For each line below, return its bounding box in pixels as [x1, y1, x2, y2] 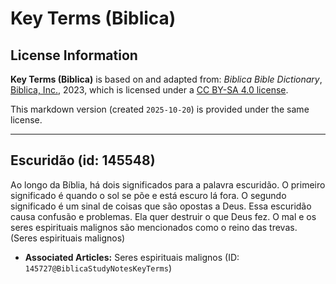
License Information [10, 47, 138, 64]
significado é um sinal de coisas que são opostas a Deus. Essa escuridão [10, 200, 312, 212]
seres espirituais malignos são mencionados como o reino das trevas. [10, 221, 298, 233]
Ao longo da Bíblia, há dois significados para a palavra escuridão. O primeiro [10, 178, 326, 191]
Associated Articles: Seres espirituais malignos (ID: [24, 251, 240, 263]
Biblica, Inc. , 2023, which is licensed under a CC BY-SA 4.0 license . [10, 84, 289, 96]
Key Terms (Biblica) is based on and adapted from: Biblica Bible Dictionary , [10, 73, 323, 85]
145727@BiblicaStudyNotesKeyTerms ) [24, 262, 172, 274]
